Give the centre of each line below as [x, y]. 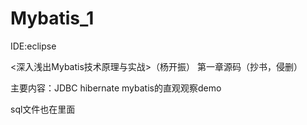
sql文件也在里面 [43, 109]
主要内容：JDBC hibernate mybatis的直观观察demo [116, 88]
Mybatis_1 [52, 18]
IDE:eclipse [33, 46]
